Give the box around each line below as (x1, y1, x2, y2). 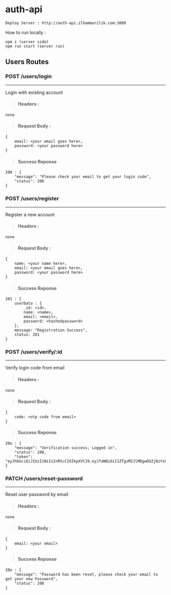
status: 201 (14, 332, 40, 337)
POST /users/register (5, 195, 60, 202)
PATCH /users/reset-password (5, 475, 83, 482)
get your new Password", (5, 576, 58, 581)
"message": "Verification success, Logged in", (14, 445, 117, 451)
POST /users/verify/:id (5, 349, 63, 356)
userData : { (14, 301, 42, 306)
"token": (14, 454, 33, 460)
